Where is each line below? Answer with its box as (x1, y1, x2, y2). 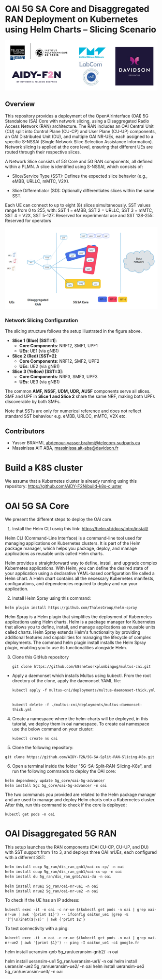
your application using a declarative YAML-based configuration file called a (5, 571, 155, 576)
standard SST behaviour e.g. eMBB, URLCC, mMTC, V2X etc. (5, 413, 127, 419)
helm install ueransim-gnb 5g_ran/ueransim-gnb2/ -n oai (5, 949, 118, 955)
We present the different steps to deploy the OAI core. (5, 516, 113, 523)
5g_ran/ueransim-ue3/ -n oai (5, 969, 63, 975)
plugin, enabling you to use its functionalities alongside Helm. (5, 645, 127, 651)
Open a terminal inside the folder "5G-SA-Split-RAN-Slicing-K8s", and (12, 763, 152, 769)
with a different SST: (5, 855, 46, 861)
